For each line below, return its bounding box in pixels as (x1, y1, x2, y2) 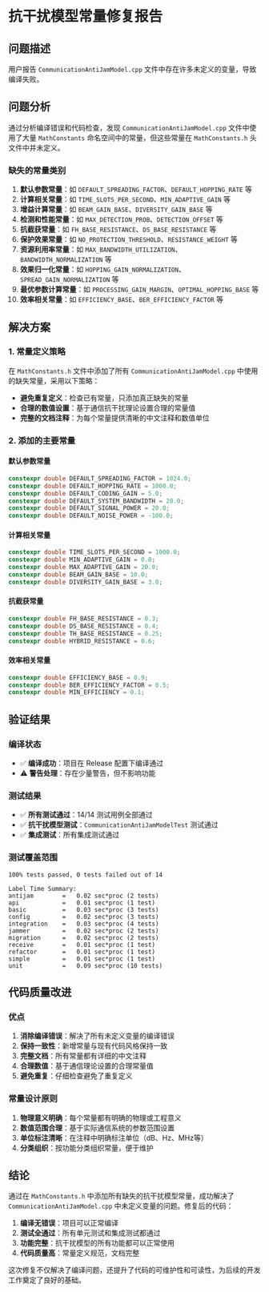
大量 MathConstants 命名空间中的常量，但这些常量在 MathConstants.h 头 (22, 133, 258, 142)
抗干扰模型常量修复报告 (8, 7, 163, 26)
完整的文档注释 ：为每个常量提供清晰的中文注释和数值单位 (19, 413, 210, 423)
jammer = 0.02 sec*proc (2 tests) (8, 926, 159, 935)
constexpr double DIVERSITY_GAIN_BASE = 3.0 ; (8, 578, 163, 586)
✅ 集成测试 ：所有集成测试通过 (19, 830, 120, 840)
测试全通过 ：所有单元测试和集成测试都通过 (19, 1228, 161, 1238)
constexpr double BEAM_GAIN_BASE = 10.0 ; (8, 571, 149, 579)
